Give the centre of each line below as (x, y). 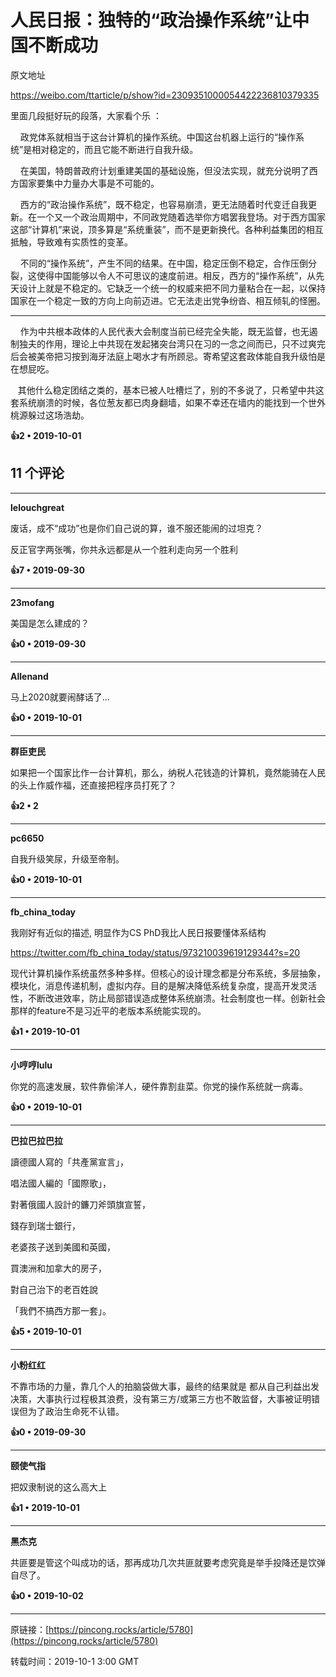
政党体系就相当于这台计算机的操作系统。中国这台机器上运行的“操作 (157, 137)
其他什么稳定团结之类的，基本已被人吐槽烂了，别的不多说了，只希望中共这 (171, 390)
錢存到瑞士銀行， (45, 1225)
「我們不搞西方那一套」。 (61, 1310)
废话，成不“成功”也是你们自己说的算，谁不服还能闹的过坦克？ (137, 528)
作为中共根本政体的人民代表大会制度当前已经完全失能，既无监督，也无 (164, 331)
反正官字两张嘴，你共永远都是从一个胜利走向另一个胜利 (124, 549)
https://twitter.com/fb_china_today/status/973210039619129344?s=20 (155, 952)
